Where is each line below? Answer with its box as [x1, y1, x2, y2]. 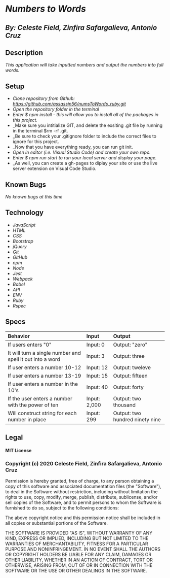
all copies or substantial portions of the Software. [5, 520, 108, 526]
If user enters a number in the [8, 380, 78, 387]
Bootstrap [12, 238, 34, 244]
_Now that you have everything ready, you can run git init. [12, 144, 133, 150]
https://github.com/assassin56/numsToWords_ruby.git [12, 101, 126, 107]
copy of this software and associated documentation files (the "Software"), [5, 483, 162, 489]
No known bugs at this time [5, 194, 63, 200]
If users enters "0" [8, 341, 52, 348]
